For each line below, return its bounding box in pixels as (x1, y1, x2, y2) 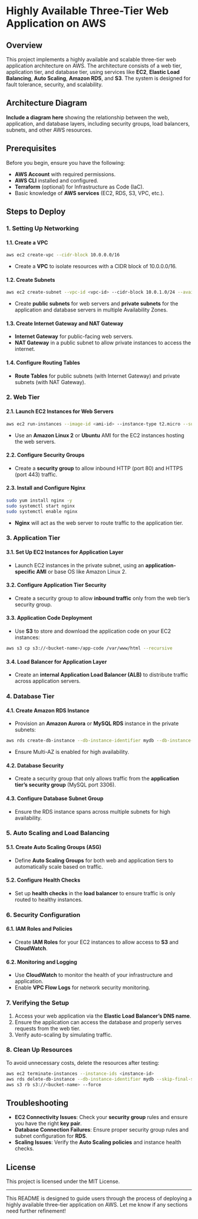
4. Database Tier (6, 693, 55, 701)
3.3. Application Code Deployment (6, 615, 93, 622)
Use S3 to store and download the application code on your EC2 (14, 628, 171, 635)
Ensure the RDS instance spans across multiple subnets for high (14, 808, 171, 815)
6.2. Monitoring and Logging (6, 958, 78, 966)
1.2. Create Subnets (6, 276, 55, 283)
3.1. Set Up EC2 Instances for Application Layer (6, 548, 124, 556)
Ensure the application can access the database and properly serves (14, 1018, 181, 1026)
